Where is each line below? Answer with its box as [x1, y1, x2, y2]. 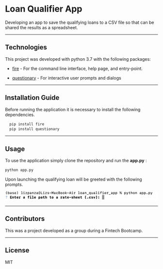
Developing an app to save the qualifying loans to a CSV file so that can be [5, 19, 154, 25]
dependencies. [5, 112, 35, 118]
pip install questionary [9, 127, 60, 132]
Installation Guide [5, 94, 60, 102]
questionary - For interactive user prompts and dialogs [12, 75, 121, 81]
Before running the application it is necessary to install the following [5, 106, 141, 112]
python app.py [5, 168, 34, 173]
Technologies [5, 43, 48, 51]
